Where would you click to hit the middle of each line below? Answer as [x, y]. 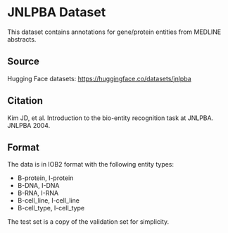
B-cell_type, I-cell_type [51, 208]
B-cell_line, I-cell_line [48, 201]
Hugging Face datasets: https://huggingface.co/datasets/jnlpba [99, 78]
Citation [25, 101]
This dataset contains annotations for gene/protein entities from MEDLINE [114, 32]
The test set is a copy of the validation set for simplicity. [88, 222]
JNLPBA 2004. [29, 125]
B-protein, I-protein [45, 178]
